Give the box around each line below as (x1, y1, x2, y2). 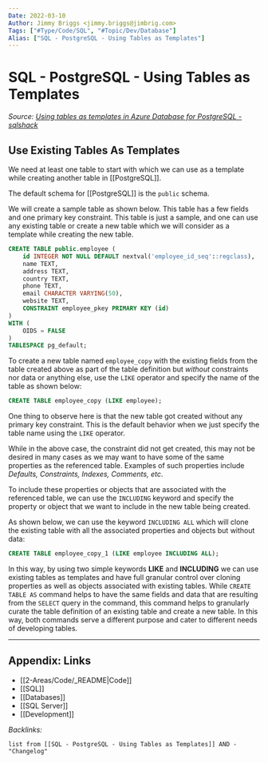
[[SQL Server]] (19, 701, 69, 710)
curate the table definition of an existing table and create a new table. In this (8, 606, 258, 616)
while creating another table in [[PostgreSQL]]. (8, 173, 162, 182)
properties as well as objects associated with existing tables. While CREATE (8, 581, 251, 590)
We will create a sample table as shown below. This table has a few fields (8, 205, 249, 213)
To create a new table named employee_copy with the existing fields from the (8, 356, 258, 366)
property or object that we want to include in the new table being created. (8, 502, 250, 511)
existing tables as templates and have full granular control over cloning (8, 573, 241, 582)
